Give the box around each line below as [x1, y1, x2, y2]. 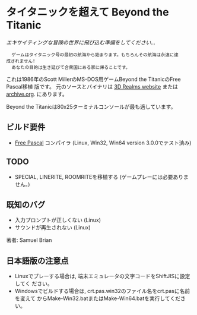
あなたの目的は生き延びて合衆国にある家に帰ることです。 [11, 64, 131, 70]
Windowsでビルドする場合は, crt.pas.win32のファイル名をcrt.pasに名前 [14, 288, 190, 295]
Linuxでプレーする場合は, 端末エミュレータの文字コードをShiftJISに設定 [14, 273, 190, 280]
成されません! [6, 58, 36, 64]
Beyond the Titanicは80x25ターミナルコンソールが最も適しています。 [6, 103, 176, 110]
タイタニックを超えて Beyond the [6, 5, 169, 19]
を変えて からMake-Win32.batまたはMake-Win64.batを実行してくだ [14, 295, 181, 302]
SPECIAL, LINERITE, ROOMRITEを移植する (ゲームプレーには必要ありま [14, 173, 189, 180]
